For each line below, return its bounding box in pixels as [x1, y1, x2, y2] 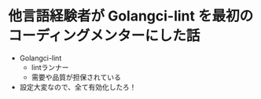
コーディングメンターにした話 [8, 27, 200, 45]
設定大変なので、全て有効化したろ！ [19, 82, 137, 91]
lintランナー [31, 62, 69, 71]
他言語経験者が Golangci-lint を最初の [8, 7, 254, 25]
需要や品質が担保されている [31, 72, 122, 82]
